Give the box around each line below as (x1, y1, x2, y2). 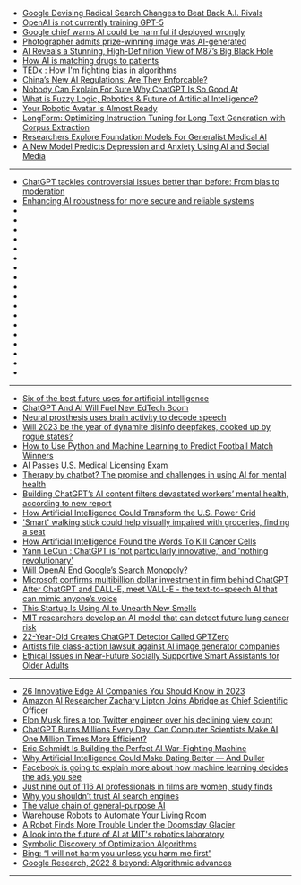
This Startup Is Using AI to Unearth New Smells (21, 603, 197, 613)
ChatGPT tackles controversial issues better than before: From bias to (21, 177, 280, 187)
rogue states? (21, 431, 73, 442)
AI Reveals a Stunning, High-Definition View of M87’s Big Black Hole (21, 46, 274, 57)
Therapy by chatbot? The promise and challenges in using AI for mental (21, 469, 287, 479)
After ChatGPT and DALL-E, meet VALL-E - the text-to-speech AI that (21, 583, 278, 594)
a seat (21, 527, 46, 537)
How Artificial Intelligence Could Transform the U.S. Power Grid (21, 507, 256, 518)
